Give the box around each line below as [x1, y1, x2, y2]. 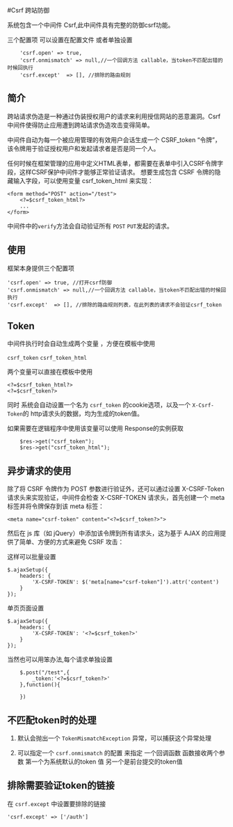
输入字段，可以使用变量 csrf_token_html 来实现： [13, 176, 154, 184]
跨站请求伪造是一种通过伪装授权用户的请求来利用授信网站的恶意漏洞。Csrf [7, 112, 221, 120]
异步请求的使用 [7, 465, 72, 477]
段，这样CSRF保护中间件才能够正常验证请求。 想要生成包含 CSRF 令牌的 [7, 168, 215, 176]
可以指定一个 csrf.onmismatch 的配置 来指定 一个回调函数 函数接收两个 [17, 749, 219, 757]
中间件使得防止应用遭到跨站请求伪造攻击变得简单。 [7, 120, 154, 129]
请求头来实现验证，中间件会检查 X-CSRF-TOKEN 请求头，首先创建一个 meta [7, 494, 225, 502]
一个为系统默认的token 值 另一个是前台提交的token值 [31, 757, 183, 766]
